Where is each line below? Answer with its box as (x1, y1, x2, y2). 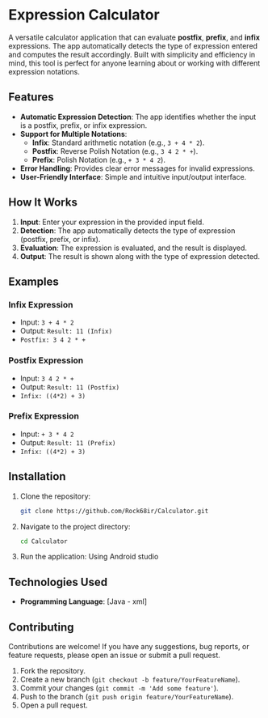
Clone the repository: (19, 491, 91, 501)
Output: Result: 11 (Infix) (19, 326, 113, 336)
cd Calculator (19, 537, 68, 546)
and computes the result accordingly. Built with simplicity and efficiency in (8, 49, 256, 59)
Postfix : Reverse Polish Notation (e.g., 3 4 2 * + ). (31, 146, 199, 155)
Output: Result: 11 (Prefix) (19, 437, 116, 447)
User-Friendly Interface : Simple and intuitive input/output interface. (19, 172, 247, 181)
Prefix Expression (8, 410, 79, 422)
